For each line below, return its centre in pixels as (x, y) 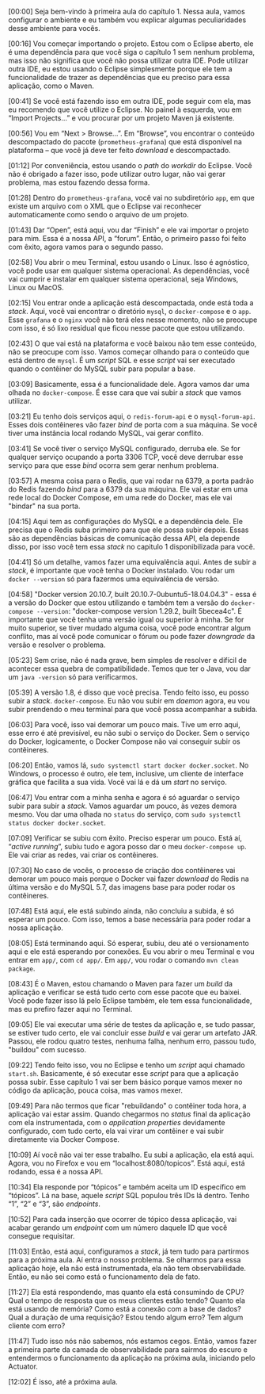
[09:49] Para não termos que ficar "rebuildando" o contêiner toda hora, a (127, 1106)
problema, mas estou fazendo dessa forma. (79, 182)
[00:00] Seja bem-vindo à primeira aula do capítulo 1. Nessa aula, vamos (127, 11)
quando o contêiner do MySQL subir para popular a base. (102, 369)
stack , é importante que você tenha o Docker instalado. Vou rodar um (122, 571)
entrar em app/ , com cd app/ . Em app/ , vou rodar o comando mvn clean (124, 960)
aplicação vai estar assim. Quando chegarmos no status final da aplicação (129, 1114)
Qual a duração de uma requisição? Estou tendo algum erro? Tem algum (126, 1317)
